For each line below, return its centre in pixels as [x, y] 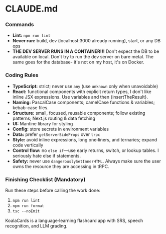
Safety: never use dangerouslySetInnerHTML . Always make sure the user [87, 161]
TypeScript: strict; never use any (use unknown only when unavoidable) [85, 86]
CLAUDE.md [32, 9]
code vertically [28, 145]
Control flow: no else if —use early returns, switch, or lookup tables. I [86, 150]
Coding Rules [22, 75]
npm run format [28, 206]
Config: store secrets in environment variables [61, 129]
